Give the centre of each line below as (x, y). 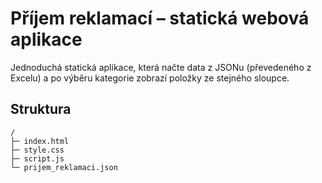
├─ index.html (40, 141)
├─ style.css (37, 150)
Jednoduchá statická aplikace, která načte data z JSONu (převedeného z (161, 67)
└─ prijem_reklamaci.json (64, 167)
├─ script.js (37, 158)
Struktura (41, 109)
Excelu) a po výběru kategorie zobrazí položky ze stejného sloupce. (150, 78)
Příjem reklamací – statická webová (160, 18)
